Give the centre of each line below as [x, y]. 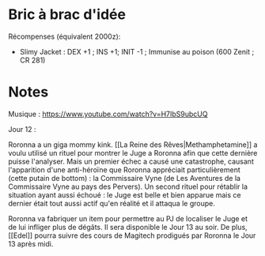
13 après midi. [31, 243]
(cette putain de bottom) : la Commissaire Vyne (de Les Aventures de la [125, 178]
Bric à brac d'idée [67, 15]
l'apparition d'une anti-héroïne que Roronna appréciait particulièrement [125, 169]
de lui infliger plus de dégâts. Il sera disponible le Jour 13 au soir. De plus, [128, 227]
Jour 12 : [23, 129]
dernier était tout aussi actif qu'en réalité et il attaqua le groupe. [112, 203]
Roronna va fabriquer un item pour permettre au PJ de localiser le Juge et [128, 218]
